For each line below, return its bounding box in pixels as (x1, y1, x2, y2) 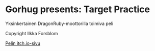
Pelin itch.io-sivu (5, 40, 41, 46)
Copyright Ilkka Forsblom (5, 30, 58, 36)
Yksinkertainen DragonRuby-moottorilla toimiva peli (5, 20, 114, 27)
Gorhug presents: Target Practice (5, 4, 150, 15)
